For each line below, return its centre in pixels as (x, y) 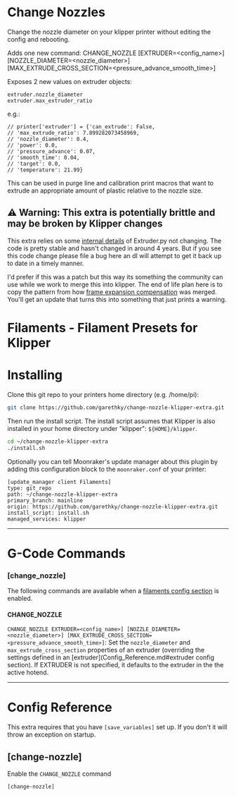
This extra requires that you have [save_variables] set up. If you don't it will (117, 727)
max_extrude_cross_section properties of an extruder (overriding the (106, 650)
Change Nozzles (56, 12)
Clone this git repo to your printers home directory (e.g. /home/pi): (103, 394)
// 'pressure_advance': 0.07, (52, 151)
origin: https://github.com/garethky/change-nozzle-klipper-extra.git (113, 506)
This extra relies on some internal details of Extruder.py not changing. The (114, 241)
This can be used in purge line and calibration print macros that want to (111, 183)
